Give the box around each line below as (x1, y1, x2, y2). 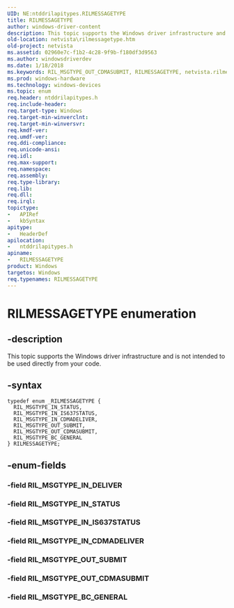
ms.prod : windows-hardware (7, 75, 86, 82)
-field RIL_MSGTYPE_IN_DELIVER (7, 480, 123, 490)
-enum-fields (7, 459, 66, 471)
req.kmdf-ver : (7, 127, 49, 134)
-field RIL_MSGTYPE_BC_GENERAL (7, 593, 127, 602)
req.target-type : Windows (7, 107, 82, 114)
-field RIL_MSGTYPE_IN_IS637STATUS (7, 517, 141, 527)
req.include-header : (7, 101, 68, 108)
